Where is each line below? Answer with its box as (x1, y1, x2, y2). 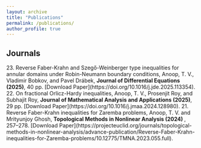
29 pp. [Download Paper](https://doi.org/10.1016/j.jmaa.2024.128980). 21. (6, 103, 189, 110)
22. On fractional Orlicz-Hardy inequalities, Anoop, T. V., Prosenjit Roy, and (6, 90, 193, 97)
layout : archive (6, 8, 47, 15)
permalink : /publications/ (6, 20, 74, 26)
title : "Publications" (6, 14, 64, 21)
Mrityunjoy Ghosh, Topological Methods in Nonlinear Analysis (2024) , (6, 115, 186, 123)
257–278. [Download (6, 122, 58, 129)
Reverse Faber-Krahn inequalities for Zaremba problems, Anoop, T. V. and (6, 109, 191, 117)
